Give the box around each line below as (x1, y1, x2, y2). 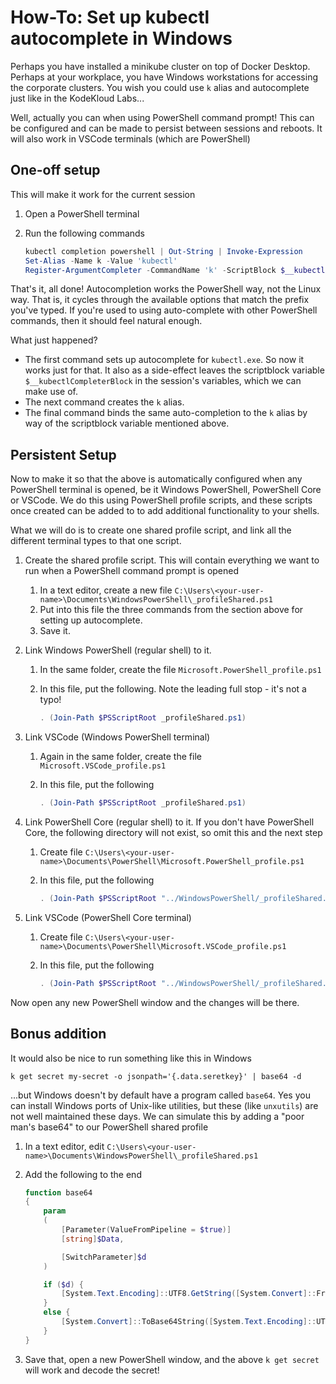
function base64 (24, 1187, 93, 1198)
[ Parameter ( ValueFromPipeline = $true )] (61, 1225, 232, 1235)
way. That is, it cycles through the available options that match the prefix (10, 294, 310, 306)
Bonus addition (10, 1026, 107, 1043)
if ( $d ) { (43, 1279, 84, 1290)
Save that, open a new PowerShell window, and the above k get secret (24, 1353, 320, 1365)
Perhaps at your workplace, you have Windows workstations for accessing (10, 71, 318, 83)
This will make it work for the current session (10, 188, 196, 200)
